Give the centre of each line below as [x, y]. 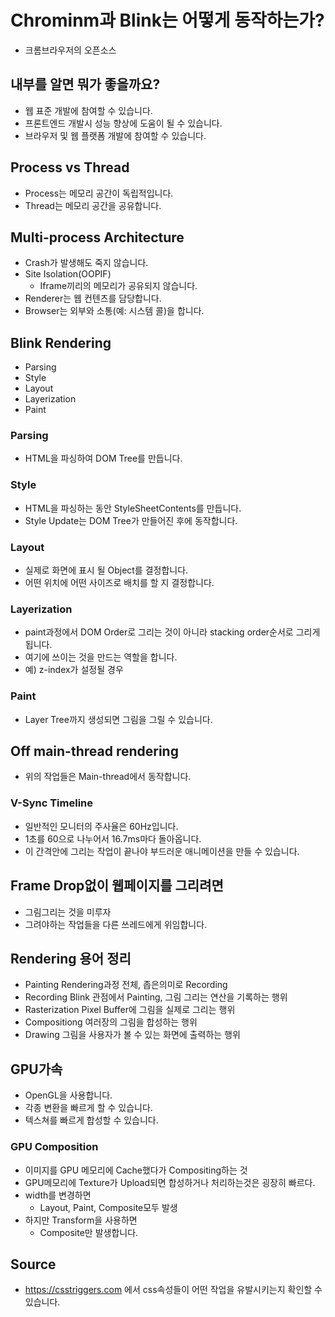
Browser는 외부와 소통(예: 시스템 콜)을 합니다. [114, 311]
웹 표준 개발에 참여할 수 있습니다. [88, 110]
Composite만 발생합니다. [89, 1232]
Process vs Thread [70, 167]
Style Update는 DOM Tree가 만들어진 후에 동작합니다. [131, 520]
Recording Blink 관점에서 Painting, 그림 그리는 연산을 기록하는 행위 [156, 997]
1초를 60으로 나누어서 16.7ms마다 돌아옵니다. [113, 838]
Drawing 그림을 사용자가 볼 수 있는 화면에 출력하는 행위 [132, 1035]
